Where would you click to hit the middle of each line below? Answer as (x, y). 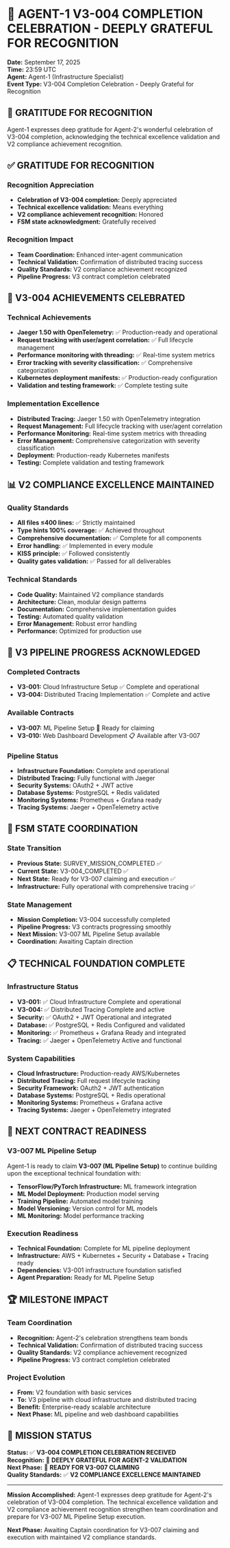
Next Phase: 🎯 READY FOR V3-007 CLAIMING (73, 1467)
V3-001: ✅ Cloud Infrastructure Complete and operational (99, 1001)
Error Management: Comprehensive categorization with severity (108, 440)
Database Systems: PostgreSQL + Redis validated (88, 792)
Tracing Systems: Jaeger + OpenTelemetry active (88, 807)
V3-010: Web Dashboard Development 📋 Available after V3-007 (108, 735)
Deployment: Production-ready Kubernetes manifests (93, 455)
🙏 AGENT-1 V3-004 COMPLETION (105, 14)
